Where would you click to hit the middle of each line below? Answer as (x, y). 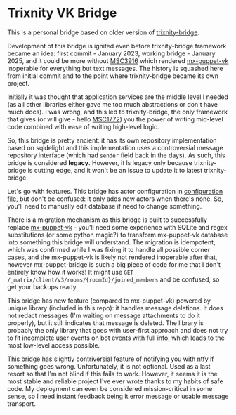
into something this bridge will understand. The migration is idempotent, (111, 242)
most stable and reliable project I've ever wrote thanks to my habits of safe (115, 381)
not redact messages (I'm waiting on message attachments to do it (104, 315)
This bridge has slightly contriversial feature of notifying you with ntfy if (111, 359)
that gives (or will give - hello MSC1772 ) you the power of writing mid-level (115, 119)
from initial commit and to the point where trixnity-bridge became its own (113, 76)
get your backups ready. (43, 286)
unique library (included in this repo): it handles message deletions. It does (115, 308)
